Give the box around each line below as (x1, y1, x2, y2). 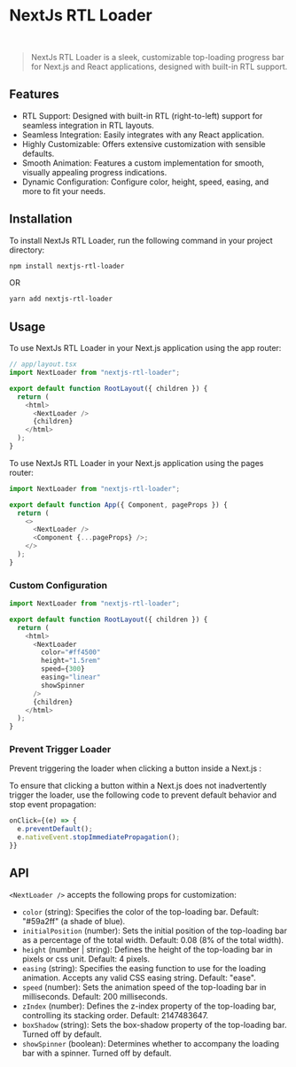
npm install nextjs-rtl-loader (9, 261, 125, 270)
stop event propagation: (9, 799, 97, 810)
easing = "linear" (41, 673, 101, 682)
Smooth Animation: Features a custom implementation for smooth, (21, 157, 264, 168)
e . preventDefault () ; (17, 825, 93, 834)
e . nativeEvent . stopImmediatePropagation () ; (17, 833, 180, 842)
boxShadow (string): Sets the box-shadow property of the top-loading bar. (21, 1019, 287, 1030)
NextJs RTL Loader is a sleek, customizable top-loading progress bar (30, 51, 284, 62)
